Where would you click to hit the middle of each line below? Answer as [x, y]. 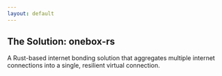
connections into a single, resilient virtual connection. [84, 66]
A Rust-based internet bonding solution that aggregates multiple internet [111, 58]
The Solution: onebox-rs [61, 42]
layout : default [31, 13]
